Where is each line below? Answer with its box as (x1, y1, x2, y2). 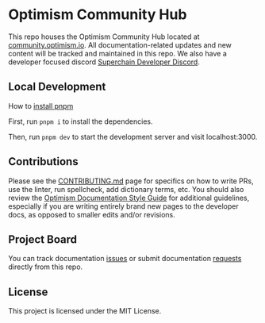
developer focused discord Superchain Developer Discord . (8, 57, 200, 67)
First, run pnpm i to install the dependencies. (8, 117, 153, 126)
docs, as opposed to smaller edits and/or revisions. (8, 210, 176, 219)
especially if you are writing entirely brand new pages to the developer (8, 201, 240, 211)
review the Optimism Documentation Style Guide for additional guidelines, (8, 193, 250, 202)
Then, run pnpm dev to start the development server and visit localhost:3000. (8, 132, 258, 141)
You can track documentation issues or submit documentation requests (8, 254, 242, 263)
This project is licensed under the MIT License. (8, 306, 162, 316)
